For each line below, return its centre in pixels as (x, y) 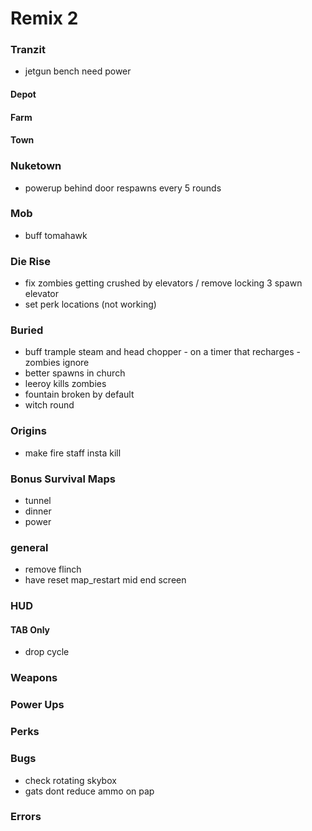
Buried (27, 330)
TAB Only (30, 629)
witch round (49, 405)
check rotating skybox (70, 780)
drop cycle (47, 652)
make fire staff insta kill (73, 453)
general (29, 547)
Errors (26, 817)
